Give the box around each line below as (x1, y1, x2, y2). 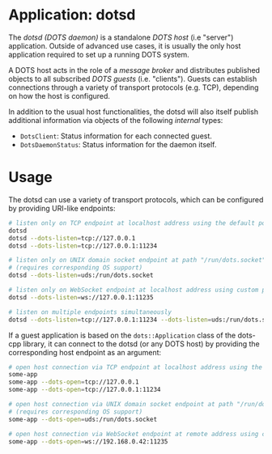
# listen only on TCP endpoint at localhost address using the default (8, 219, 255, 227)
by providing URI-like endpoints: (8, 203, 116, 213)
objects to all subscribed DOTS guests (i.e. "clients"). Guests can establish (8, 74, 257, 83)
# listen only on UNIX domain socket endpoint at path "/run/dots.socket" (8, 257, 266, 265)
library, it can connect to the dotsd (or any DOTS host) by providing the (23, 338, 261, 349)
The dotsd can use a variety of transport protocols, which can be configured (8, 194, 264, 204)
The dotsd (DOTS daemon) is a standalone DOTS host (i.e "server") (8, 32, 234, 42)
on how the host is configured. (8, 91, 111, 100)
